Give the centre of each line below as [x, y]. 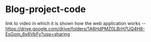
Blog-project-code [46, 9]
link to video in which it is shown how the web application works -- [75, 23]
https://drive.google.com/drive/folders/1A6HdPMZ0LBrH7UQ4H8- [75, 28]
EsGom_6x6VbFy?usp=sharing [38, 34]
